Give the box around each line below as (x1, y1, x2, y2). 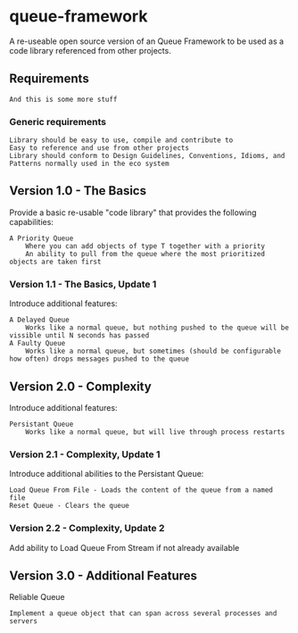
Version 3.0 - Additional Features (9, 568, 198, 583)
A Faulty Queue (9, 339, 66, 348)
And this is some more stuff (9, 95, 118, 104)
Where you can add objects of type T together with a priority (25, 241, 266, 251)
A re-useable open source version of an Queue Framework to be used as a (9, 36, 284, 46)
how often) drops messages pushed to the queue (9, 354, 190, 363)
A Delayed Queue (9, 315, 70, 325)
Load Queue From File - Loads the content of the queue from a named (9, 486, 274, 495)
